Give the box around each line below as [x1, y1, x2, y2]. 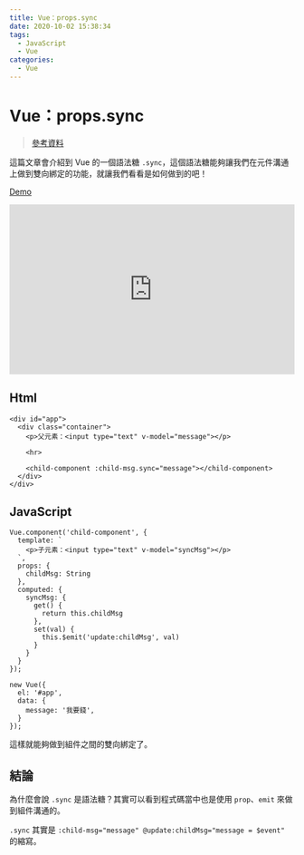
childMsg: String [25, 569, 91, 578]
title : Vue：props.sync [9, 13, 98, 23]
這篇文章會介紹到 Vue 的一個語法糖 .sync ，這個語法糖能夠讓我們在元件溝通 [9, 156, 290, 168]
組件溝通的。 [16, 805, 65, 816]
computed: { [17, 586, 63, 595]
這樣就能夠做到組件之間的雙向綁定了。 [9, 739, 152, 750]
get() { [33, 601, 63, 610]
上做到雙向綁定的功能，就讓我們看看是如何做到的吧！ [9, 168, 208, 179]
